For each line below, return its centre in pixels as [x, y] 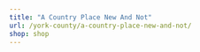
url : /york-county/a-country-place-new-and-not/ [100, 26]
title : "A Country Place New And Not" [81, 17]
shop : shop [29, 33]
